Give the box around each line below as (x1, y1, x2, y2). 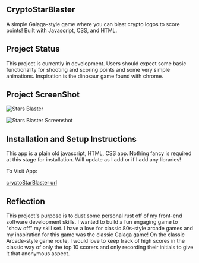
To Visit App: (6, 167, 37, 175)
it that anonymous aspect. (6, 250, 70, 257)
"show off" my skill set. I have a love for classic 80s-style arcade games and (6, 225, 194, 232)
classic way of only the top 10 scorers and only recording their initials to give (6, 243, 194, 251)
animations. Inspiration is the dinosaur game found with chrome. (6, 72, 163, 80)
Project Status (6, 44, 61, 54)
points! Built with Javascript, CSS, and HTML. (6, 27, 118, 34)
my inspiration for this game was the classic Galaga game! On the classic (6, 231, 185, 238)
